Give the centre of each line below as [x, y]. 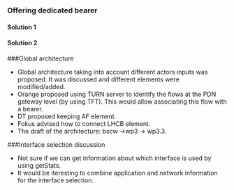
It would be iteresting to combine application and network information [117, 173]
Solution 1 [22, 27]
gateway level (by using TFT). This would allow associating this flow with [122, 101]
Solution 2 [22, 43]
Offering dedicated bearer [52, 10]
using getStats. [39, 165]
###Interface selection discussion [56, 144]
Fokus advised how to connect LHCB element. [84, 123]
